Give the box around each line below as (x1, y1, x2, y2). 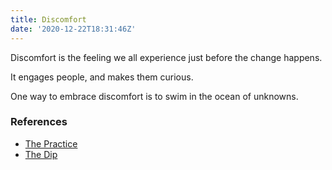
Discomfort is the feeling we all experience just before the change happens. (10, 51, 323, 63)
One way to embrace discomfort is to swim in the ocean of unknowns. (10, 90, 299, 102)
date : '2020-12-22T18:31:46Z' (10, 24, 137, 34)
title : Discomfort (10, 14, 87, 25)
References (10, 115, 68, 129)
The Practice (24, 137, 78, 150)
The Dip (24, 148, 58, 160)
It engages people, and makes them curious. (10, 71, 194, 83)
